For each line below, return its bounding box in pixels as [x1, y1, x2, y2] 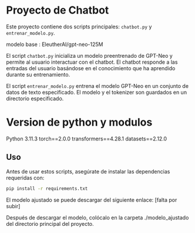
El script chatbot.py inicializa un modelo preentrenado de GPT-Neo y [6, 52, 173, 59]
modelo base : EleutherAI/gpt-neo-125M [6, 41, 103, 48]
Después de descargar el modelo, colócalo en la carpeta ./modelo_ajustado [6, 214, 189, 221]
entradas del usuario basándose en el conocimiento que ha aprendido [6, 64, 176, 71]
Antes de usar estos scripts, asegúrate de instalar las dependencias [6, 168, 170, 175]
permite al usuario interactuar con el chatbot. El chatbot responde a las [6, 58, 178, 65]
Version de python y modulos [6, 116, 153, 129]
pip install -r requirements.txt [6, 185, 88, 192]
